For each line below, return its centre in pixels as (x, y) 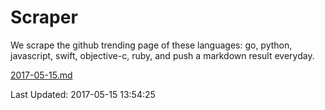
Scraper (44, 17)
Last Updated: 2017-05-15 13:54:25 (83, 94)
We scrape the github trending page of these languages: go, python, (151, 45)
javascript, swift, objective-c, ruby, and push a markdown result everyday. (162, 55)
